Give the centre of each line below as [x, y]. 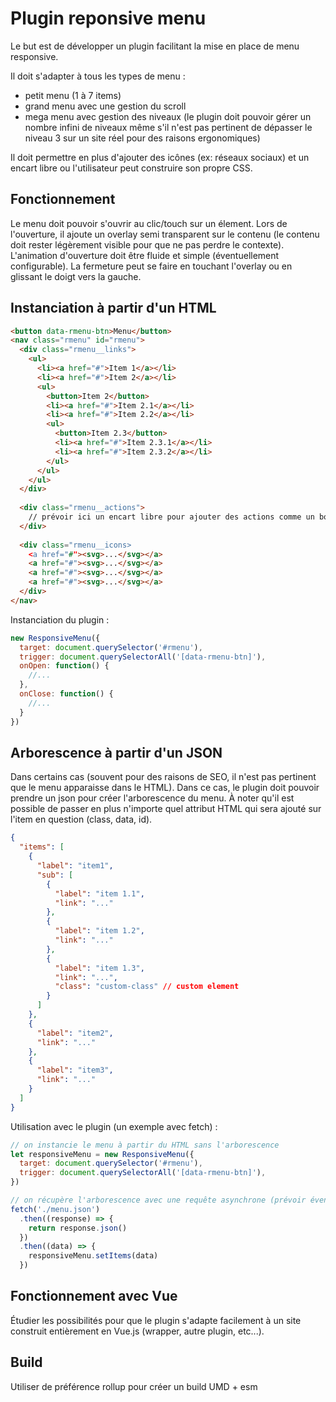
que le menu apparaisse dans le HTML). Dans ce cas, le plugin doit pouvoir [165, 788]
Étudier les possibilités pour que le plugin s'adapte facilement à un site [156, 1320]
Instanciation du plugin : [60, 619]
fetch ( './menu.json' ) [55, 1209]
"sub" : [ [55, 875]
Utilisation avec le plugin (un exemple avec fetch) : [114, 1126]
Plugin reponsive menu [108, 18]
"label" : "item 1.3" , [99, 968]
